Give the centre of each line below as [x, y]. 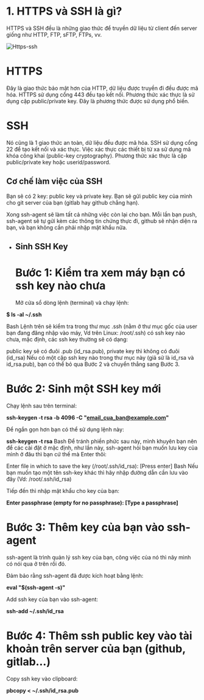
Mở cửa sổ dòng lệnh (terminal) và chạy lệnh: [72, 302]
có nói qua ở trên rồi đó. [37, 564]
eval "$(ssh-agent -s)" [36, 587]
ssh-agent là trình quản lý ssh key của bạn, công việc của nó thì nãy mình [99, 557]
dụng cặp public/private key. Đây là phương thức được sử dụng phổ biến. [98, 101]
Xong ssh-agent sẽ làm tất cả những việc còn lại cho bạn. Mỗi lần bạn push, [102, 214]
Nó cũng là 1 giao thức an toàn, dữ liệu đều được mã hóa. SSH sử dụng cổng [102, 142]
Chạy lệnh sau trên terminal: [42, 406]
